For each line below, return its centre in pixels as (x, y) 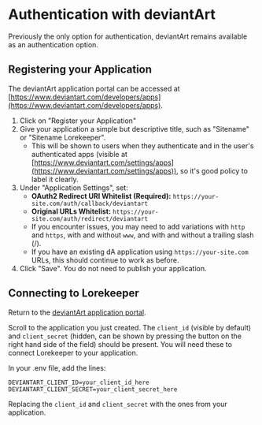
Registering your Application (80, 70)
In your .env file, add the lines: (57, 367)
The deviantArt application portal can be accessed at (94, 88)
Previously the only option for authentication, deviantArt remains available (128, 36)
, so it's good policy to (212, 170)
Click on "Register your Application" (77, 121)
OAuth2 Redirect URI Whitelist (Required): (101, 196)
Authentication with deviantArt (112, 15)
